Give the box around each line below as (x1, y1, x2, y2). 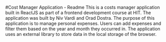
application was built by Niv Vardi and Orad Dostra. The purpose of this (5, 15, 155, 21)
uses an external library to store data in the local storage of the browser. (5, 31, 157, 37)
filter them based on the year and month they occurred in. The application (5, 26, 160, 32)
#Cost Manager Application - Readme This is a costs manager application (5, 5, 160, 10)
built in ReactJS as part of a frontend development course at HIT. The (5, 10, 151, 16)
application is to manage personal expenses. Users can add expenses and (5, 20, 161, 26)
